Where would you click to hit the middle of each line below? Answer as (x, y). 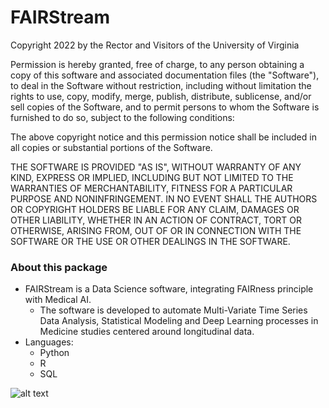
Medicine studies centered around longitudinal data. (147, 332)
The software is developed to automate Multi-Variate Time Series (173, 310)
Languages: (49, 342)
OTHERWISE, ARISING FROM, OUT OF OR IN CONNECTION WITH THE (156, 230)
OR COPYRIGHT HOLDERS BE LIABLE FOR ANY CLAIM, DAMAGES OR (155, 209)
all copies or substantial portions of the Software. (111, 147)
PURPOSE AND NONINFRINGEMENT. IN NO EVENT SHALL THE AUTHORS (164, 198)
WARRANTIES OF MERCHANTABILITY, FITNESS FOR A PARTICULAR (151, 188)
